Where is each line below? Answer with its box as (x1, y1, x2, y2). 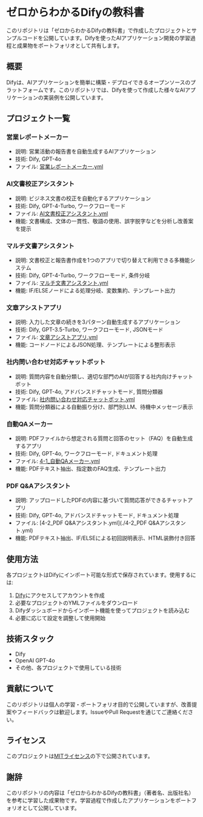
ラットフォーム (6, 86, 44, 93)
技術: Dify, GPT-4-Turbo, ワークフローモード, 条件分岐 (15, 272, 150, 279)
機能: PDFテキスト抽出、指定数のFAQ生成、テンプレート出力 (15, 465, 167, 472)
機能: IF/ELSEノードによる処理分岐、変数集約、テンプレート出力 (15, 287, 176, 294)
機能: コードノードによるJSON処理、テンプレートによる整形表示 (15, 341, 176, 349)
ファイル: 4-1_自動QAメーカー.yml (15, 457, 100, 465)
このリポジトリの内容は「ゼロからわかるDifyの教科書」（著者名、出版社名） (6, 789, 195, 796)
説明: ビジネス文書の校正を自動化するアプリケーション (15, 195, 151, 202)
